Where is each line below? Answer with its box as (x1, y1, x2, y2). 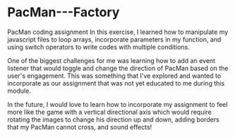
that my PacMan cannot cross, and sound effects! (7, 122, 152, 131)
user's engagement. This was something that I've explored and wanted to (7, 71, 222, 80)
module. (7, 86, 32, 95)
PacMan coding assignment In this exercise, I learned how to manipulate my (7, 28, 229, 36)
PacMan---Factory (7, 4, 120, 21)
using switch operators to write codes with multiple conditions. (7, 42, 190, 51)
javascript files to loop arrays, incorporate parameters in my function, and (7, 35, 222, 43)
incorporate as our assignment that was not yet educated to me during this (7, 79, 225, 87)
